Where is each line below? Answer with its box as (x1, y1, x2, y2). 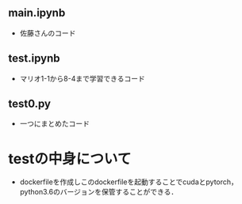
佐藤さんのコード (19, 28, 76, 38)
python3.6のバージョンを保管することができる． (19, 187, 179, 197)
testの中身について (8, 149, 132, 168)
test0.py (8, 97, 52, 111)
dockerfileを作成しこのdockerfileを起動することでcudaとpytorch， (19, 177, 238, 187)
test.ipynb (8, 51, 60, 66)
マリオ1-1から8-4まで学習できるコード (19, 74, 145, 83)
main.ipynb (8, 6, 66, 20)
